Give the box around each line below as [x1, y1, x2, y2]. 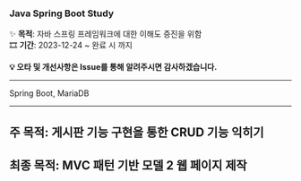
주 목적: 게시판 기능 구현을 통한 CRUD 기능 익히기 [9, 125, 264, 140]
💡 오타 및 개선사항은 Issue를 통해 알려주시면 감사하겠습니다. [9, 62, 218, 73]
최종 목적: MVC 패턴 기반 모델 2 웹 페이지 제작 [9, 158, 248, 173]
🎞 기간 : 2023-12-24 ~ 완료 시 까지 [9, 39, 133, 51]
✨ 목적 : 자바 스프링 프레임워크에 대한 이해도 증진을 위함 [9, 29, 202, 39]
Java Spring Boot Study [9, 7, 115, 20]
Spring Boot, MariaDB [9, 88, 90, 99]
